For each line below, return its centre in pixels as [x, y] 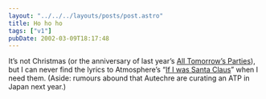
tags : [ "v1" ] [30, 31]
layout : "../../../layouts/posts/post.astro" [86, 16]
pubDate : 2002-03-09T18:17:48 [59, 38]
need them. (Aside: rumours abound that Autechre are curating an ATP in [129, 78]
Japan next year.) [37, 87]
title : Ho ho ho [35, 23]
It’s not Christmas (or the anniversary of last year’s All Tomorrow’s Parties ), [132, 61]
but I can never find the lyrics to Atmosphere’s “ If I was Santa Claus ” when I [133, 70]
